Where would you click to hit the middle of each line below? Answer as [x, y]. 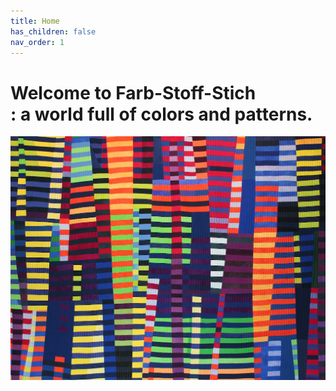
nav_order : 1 [37, 42]
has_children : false [53, 31]
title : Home [35, 21]
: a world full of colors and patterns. [161, 114]
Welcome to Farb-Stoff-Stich [133, 92]
